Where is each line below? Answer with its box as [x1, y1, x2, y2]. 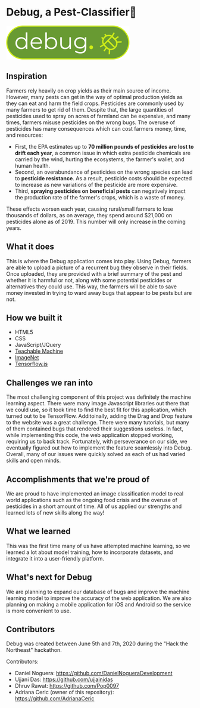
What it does [6, 242, 55, 252]
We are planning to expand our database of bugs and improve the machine [6, 588, 190, 595]
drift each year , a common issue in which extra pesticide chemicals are [14, 149, 191, 156]
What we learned [6, 527, 71, 537]
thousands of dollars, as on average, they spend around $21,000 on [6, 211, 173, 218]
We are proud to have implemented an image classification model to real [6, 490, 183, 497]
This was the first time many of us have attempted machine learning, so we [6, 542, 190, 549]
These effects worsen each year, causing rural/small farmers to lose [6, 205, 174, 213]
